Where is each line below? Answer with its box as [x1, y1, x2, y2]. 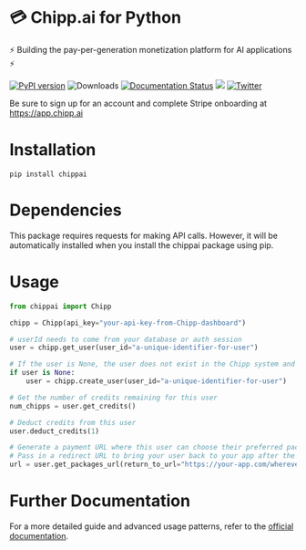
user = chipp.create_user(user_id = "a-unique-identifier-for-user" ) [25, 377, 287, 386]
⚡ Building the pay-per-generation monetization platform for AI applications [9, 44, 292, 55]
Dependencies [9, 200, 122, 221]
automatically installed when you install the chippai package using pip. [9, 239, 274, 251]
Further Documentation [9, 491, 191, 512]
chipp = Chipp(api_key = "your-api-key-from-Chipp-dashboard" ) [9, 318, 247, 327]
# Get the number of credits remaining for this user [9, 393, 219, 402]
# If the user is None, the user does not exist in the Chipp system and [9, 359, 296, 369]
